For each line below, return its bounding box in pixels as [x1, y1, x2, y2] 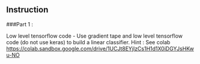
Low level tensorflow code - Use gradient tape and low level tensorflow [6, 32, 183, 39]
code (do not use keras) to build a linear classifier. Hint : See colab [6, 38, 171, 45]
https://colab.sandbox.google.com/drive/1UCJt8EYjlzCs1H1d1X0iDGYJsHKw [6, 45, 194, 52]
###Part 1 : [6, 20, 34, 28]
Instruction [6, 5, 49, 15]
